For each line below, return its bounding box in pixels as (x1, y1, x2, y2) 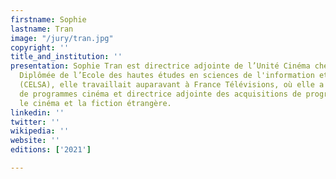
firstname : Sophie (10, 14, 87, 25)
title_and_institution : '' (10, 52, 123, 62)
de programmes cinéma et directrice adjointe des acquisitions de (19, 89, 302, 99)
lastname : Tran (10, 24, 74, 34)
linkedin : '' (10, 107, 65, 118)
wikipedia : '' (10, 126, 70, 136)
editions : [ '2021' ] (10, 145, 92, 155)
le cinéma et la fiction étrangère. (19, 98, 172, 108)
